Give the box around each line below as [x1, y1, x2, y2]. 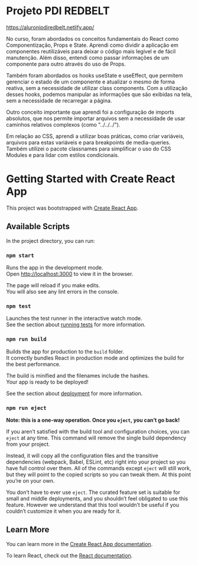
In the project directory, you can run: [6, 237, 95, 244]
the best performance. [6, 360, 61, 368]
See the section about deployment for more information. [6, 390, 143, 397]
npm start [6, 252, 34, 259]
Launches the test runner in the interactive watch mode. [6, 315, 143, 322]
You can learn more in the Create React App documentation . [6, 540, 153, 547]
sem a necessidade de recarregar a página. [6, 97, 112, 104]
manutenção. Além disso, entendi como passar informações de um [6, 54, 170, 61]
